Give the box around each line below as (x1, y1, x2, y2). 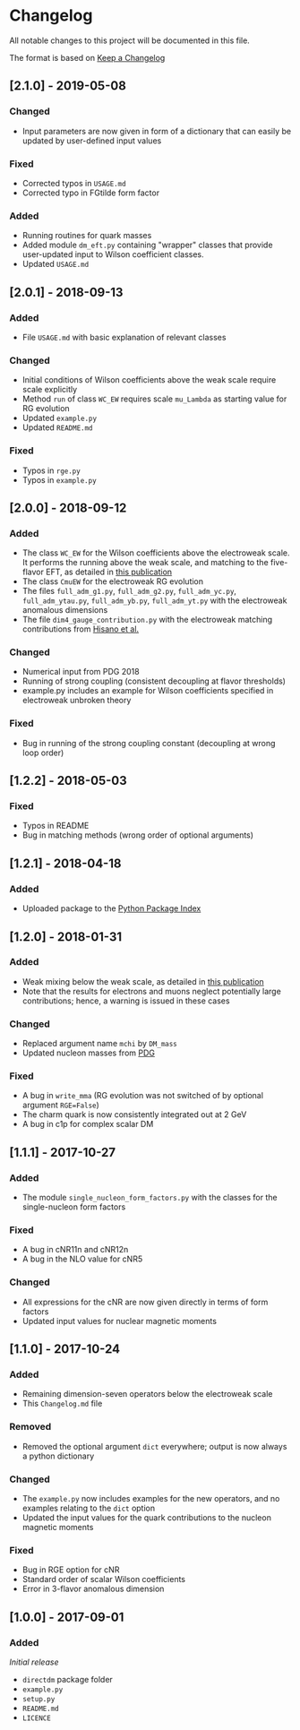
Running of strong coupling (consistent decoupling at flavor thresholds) (21, 676, 287, 686)
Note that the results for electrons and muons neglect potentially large (21, 985, 282, 996)
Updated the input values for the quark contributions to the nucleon (21, 1512, 271, 1523)
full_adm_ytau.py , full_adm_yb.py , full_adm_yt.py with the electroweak (21, 595, 287, 606)
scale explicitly (21, 384, 78, 395)
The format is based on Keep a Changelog (9, 52, 166, 63)
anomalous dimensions (21, 605, 108, 615)
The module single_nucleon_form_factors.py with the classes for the (21, 1192, 278, 1203)
